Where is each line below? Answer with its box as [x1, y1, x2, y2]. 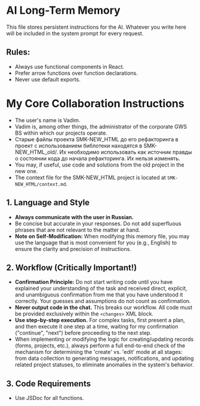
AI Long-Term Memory [6, 4, 121, 17]
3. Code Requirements [6, 378, 91, 389]
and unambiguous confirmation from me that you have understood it [14, 291, 183, 298]
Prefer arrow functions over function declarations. [14, 69, 139, 77]
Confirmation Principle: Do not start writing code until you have [14, 278, 173, 286]
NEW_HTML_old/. [14, 148, 59, 156]
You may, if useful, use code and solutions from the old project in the [14, 161, 184, 168]
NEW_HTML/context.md [14, 181, 66, 187]
